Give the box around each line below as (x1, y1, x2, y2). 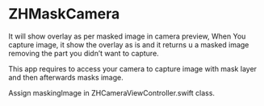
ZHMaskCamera (8, 5, 120, 23)
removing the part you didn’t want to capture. (8, 48, 159, 58)
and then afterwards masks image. (8, 72, 124, 82)
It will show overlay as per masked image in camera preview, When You (8, 31, 246, 41)
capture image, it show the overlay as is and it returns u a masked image (8, 39, 249, 49)
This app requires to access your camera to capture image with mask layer (8, 63, 257, 73)
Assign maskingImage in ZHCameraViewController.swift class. (8, 88, 216, 97)
